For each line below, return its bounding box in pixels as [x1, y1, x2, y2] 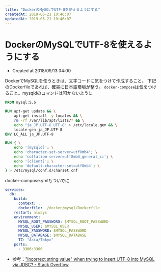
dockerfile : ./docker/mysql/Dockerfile [18, 206, 100, 211]
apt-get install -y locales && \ [14, 113, 82, 118]
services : [5, 187, 26, 192]
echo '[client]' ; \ [14, 159, 54, 163]
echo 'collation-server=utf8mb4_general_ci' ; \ [14, 154, 113, 160]
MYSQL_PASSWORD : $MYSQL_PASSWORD [18, 228, 87, 233]
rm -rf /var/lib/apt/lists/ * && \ [14, 118, 84, 123]
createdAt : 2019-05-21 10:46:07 [5, 12, 71, 17]
